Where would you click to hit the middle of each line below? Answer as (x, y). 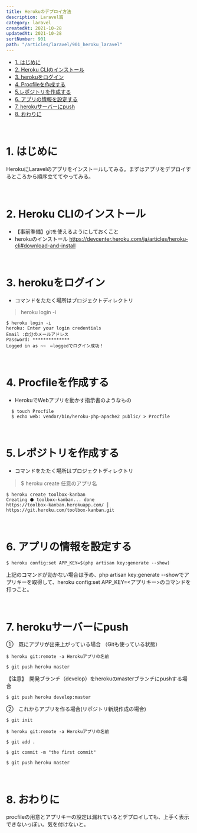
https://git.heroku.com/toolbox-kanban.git (60, 510)
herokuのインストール (41, 239)
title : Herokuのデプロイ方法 (39, 12)
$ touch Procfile (33, 411)
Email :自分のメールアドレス (37, 334)
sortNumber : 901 (26, 39)
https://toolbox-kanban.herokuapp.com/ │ (58, 505)
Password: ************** (38, 340)
